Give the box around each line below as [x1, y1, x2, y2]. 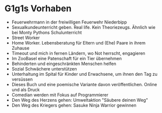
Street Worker [11, 35, 40, 41]
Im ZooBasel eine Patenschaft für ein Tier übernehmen [11, 55, 122, 61]
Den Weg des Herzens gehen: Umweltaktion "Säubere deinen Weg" [11, 97, 148, 103]
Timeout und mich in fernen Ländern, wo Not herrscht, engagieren [11, 50, 145, 56]
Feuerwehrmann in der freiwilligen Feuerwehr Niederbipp [11, 19, 127, 25]
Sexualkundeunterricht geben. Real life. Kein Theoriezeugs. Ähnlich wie [11, 24, 156, 30]
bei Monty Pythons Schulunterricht [11, 29, 82, 35]
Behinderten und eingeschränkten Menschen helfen [11, 61, 117, 67]
